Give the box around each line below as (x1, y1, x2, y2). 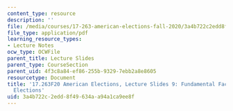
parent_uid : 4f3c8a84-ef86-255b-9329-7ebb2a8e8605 (7, 68, 157, 74)
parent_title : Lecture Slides (7, 55, 95, 62)
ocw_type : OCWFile (7, 49, 60, 56)
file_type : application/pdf (7, 29, 89, 37)
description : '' (7, 17, 54, 23)
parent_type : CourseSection (7, 61, 89, 68)
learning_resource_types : (7, 36, 82, 43)
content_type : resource (7, 10, 76, 17)
